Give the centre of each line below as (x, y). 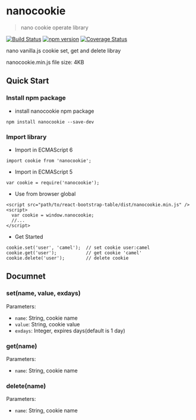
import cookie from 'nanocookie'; (49, 160)
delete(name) (26, 386)
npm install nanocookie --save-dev (50, 122)
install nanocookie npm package (54, 111)
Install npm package (36, 98)
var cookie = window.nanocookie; (53, 215)
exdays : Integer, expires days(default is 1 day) (70, 331)
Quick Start (28, 81)
